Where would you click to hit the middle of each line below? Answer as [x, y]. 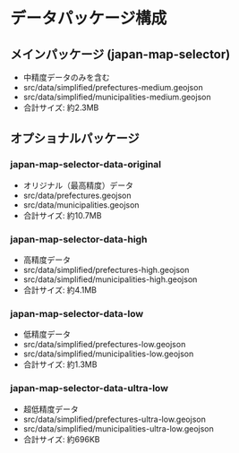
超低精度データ [51, 409]
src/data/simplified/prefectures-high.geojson [106, 269]
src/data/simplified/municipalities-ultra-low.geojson [118, 428]
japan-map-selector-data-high [79, 239]
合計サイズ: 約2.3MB [61, 107]
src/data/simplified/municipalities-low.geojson [108, 354]
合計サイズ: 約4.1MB [60, 290]
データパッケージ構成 [89, 18]
